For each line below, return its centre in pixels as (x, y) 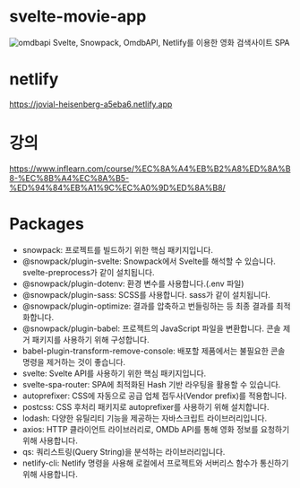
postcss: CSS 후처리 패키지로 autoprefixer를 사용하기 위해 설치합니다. (146, 406)
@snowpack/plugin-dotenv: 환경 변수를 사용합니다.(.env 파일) (133, 283)
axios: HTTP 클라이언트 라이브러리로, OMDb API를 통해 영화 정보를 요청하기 (156, 429)
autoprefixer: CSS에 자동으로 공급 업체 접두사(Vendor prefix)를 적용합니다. (154, 396)
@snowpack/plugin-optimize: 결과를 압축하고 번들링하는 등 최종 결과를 (148, 306)
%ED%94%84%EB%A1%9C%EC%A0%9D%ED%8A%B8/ (117, 187)
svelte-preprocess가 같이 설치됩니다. (88, 272)
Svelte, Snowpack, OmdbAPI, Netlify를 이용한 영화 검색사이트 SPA (171, 42)
